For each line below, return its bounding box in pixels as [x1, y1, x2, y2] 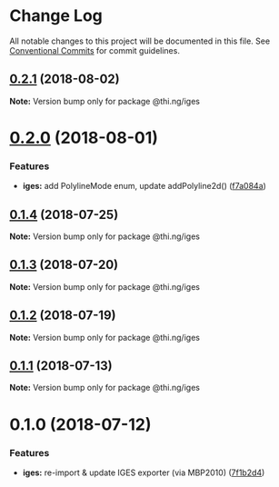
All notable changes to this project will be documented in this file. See [9, 35, 271, 46]
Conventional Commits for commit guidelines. [9, 45, 180, 55]
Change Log [9, 5, 103, 26]
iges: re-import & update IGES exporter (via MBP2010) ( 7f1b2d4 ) [22, 467, 265, 478]
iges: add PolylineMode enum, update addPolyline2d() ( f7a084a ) [22, 181, 266, 192]
